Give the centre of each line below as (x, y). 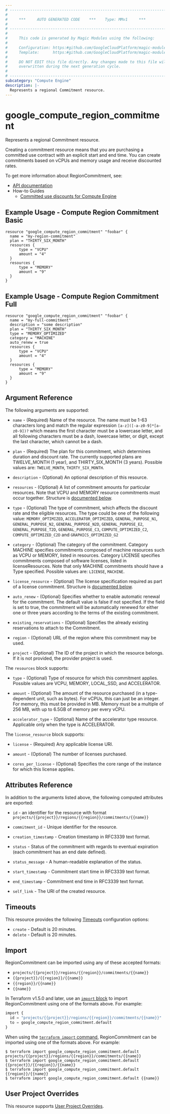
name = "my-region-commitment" (43, 236)
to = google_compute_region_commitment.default (61, 1023)
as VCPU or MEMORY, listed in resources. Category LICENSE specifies (86, 555)
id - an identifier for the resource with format (59, 812)
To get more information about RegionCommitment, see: (64, 176)
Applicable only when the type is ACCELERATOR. (64, 724)
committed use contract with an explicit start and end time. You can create (83, 155)
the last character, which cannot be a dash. (57, 441)
